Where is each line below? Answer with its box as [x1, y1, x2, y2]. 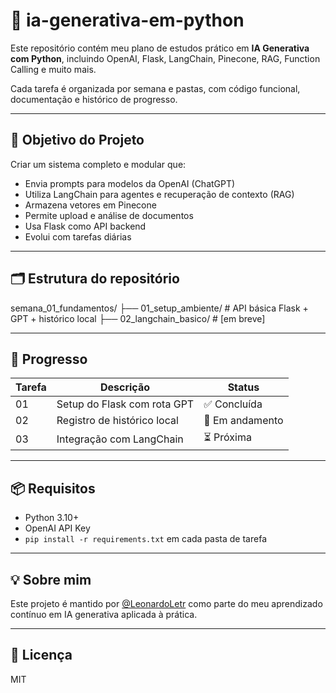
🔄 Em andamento [203, 414, 284, 428]
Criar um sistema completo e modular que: [10, 158, 187, 170]
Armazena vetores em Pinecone [24, 199, 157, 211]
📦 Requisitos [10, 480, 96, 497]
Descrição [99, 380, 151, 394]
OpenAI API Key [24, 522, 91, 534]
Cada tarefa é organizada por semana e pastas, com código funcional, [10, 82, 301, 94]
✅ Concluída [203, 397, 263, 411]
